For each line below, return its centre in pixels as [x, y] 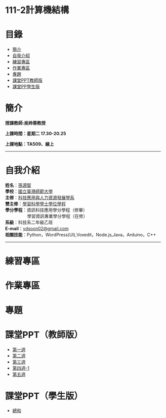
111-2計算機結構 [37, 10]
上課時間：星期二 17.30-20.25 [36, 134]
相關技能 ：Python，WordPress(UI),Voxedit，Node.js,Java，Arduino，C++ [81, 235]
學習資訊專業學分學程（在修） [57, 216]
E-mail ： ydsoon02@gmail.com [37, 229]
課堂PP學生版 [26, 87]
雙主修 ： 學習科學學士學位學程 [35, 204]
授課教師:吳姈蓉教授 [25, 123]
